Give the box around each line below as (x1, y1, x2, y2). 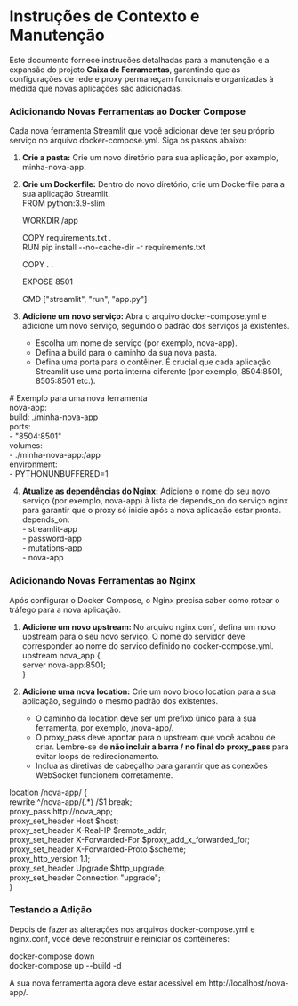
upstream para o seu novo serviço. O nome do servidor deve (21, 631, 246, 642)
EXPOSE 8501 (21, 276, 74, 287)
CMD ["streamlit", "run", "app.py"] (21, 294, 148, 305)
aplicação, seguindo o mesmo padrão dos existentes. (21, 695, 219, 706)
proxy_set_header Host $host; (9, 815, 119, 826)
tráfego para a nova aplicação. (9, 604, 122, 615)
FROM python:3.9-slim (21, 198, 106, 209)
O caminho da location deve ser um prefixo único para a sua (35, 713, 257, 724)
